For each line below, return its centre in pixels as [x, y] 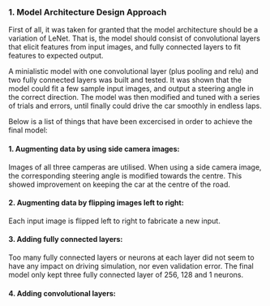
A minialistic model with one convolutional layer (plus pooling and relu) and [133, 71]
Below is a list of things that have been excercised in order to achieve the [131, 122]
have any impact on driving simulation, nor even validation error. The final [131, 265]
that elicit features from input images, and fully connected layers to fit [125, 47]
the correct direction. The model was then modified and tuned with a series [134, 97]
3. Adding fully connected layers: [66, 239]
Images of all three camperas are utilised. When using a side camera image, [135, 167]
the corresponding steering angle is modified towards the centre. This [125, 175]
